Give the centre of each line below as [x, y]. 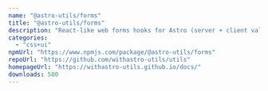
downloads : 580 [33, 74]
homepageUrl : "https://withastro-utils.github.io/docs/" [105, 67]
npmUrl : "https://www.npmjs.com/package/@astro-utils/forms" [112, 52]
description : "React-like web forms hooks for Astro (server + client [128, 30]
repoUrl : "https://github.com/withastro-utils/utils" [100, 60]
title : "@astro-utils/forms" [57, 23]
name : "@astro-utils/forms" [55, 15]
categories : [28, 38]
